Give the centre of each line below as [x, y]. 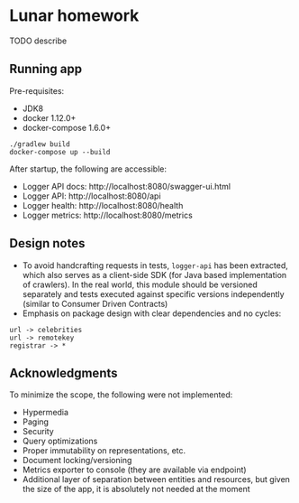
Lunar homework [74, 16]
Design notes [47, 243]
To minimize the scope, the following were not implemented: [121, 395]
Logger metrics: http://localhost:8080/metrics [108, 215]
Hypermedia [45, 413]
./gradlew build [40, 144]
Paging [36, 422]
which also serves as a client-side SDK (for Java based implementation [154, 275]
